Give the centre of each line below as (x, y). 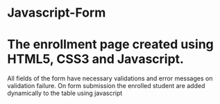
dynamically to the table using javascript (65, 93)
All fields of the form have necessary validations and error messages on (110, 78)
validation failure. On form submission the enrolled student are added (106, 86)
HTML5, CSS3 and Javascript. (95, 59)
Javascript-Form (57, 13)
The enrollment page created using (110, 45)
